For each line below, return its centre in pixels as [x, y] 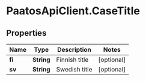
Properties [26, 33]
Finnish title [72, 60]
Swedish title [74, 69]
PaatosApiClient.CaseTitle [73, 11]
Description [74, 50]
